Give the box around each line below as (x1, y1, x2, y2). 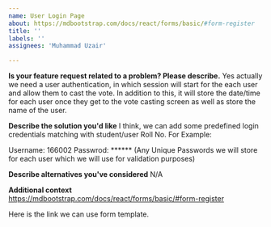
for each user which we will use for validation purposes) (8, 154, 196, 164)
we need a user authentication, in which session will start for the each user (8, 80, 258, 90)
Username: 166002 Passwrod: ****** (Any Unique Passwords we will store (8, 145, 258, 155)
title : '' (8, 27, 42, 35)
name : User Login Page (8, 11, 85, 20)
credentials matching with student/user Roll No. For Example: (8, 130, 212, 140)
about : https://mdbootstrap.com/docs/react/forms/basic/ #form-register (8, 19, 255, 27)
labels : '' (8, 34, 45, 43)
